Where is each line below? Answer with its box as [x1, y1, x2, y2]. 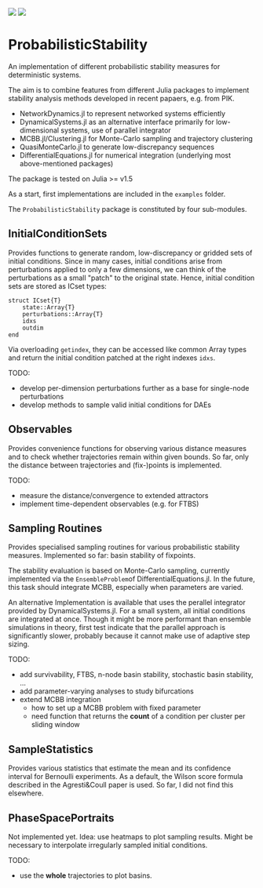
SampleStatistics [8, 742, 93, 756]
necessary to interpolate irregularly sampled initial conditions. [8, 840, 208, 850]
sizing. [8, 639, 30, 649]
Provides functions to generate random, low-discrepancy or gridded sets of [8, 248, 253, 257]
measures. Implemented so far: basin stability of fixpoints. [8, 551, 196, 560]
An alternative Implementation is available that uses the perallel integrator [8, 598, 246, 607]
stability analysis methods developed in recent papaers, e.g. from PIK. [8, 93, 235, 103]
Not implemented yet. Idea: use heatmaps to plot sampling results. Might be [8, 832, 254, 841]
